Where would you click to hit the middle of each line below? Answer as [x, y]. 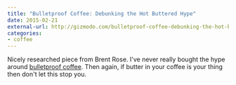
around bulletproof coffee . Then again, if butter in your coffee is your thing [115, 67]
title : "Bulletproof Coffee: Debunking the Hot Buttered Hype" [102, 14]
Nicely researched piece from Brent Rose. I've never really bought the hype [116, 59]
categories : [25, 33]
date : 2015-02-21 [33, 20]
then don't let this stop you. [47, 75]
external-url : [28, 26]
